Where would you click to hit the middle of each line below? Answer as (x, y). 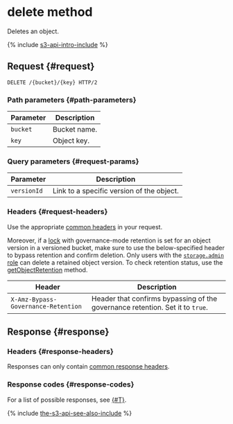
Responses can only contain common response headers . (88, 366)
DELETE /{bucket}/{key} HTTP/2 (52, 82)
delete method (50, 12)
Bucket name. (75, 130)
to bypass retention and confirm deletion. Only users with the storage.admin (115, 255)
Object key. (71, 141)
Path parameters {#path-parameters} (72, 100)
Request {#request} (51, 67)
